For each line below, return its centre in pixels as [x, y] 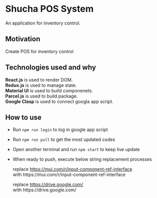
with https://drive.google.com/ [44, 190]
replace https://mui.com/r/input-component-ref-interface [72, 169]
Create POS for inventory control [39, 51]
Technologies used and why [51, 68]
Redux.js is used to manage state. [41, 85]
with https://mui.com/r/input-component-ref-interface [69, 175]
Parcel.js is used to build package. [41, 96]
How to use [23, 117]
